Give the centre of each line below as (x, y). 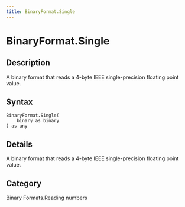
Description (28, 63)
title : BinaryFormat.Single (41, 12)
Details (19, 144)
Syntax (20, 102)
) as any (17, 126)
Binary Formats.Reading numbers (47, 198)
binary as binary (38, 121)
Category (24, 184)
